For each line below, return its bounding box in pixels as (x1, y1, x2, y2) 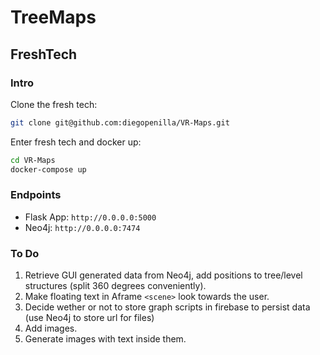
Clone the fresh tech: (10, 98, 98, 110)
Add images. (24, 322, 78, 335)
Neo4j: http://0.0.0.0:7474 (24, 221, 141, 233)
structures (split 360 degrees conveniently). (24, 280, 207, 292)
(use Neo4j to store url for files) (24, 312, 155, 324)
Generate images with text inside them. (24, 333, 187, 345)
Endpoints (10, 188, 62, 202)
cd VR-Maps (10, 155, 56, 165)
